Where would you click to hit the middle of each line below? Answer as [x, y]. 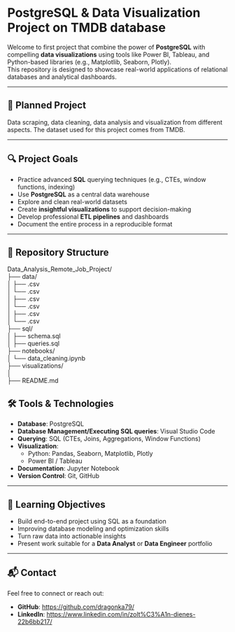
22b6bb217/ [35, 622]
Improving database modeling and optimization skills [93, 529]
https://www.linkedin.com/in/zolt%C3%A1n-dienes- [121, 614]
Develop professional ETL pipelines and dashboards [93, 216]
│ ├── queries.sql [34, 343]
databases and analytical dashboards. [62, 77]
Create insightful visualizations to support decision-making [104, 209]
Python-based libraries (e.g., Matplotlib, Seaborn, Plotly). [90, 62]
